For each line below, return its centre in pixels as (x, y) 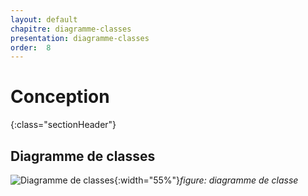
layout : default (44, 19)
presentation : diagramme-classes (80, 38)
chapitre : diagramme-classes (71, 29)
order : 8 (31, 47)
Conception (60, 97)
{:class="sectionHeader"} (63, 125)
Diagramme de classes (83, 156)
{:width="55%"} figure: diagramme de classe (206, 180)
